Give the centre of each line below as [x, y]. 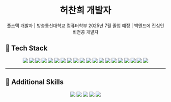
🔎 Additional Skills [35, 82]
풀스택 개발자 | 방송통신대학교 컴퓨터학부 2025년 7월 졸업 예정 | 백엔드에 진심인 [85, 25]
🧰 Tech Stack [26, 48]
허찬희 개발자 [85, 10]
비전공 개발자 [85, 32]
